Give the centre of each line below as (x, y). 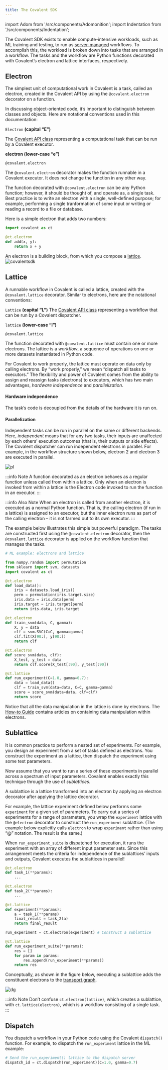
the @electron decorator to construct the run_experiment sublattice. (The (80, 822)
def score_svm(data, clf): (33, 655)
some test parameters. (29, 761)
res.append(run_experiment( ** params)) (64, 960)
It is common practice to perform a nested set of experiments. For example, (83, 745)
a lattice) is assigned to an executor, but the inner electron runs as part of (81, 513)
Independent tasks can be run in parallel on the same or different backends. (83, 431)
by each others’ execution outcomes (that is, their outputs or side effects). (82, 441)
